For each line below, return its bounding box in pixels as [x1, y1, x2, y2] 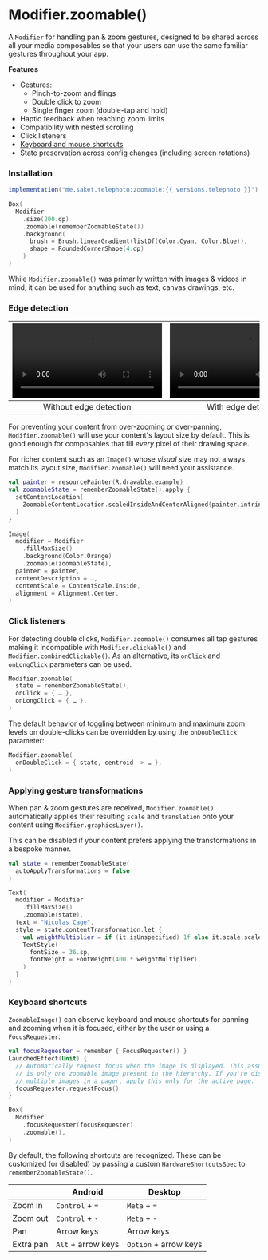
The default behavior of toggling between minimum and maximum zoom [8, 719, 246, 728]
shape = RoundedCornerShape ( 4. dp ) [29, 245, 145, 253]
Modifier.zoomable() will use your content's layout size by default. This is [8, 430, 250, 440]
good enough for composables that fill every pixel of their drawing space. [8, 439, 250, 449]
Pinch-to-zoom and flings [31, 88, 116, 97]
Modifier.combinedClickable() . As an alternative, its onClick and [8, 651, 221, 660]
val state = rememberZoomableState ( [8, 859, 130, 867]
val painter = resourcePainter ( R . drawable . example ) [8, 478, 183, 486]
